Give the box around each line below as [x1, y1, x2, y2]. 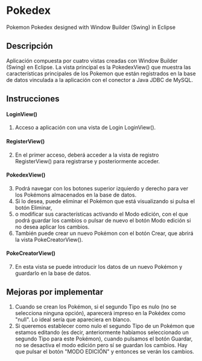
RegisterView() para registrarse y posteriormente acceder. [14, 157, 160, 165]
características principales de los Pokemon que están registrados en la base [6, 70, 196, 77]
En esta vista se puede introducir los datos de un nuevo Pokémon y [14, 263, 183, 270]
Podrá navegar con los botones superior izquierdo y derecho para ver [14, 184, 189, 192]
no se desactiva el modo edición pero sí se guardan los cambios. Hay [14, 341, 188, 348]
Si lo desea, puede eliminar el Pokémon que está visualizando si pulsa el [14, 197, 195, 205]
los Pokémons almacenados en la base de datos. [14, 191, 137, 198]
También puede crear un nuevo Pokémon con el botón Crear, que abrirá [14, 230, 194, 237]
